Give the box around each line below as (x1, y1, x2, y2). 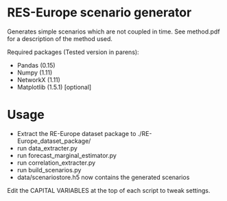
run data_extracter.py (16, 144, 77, 152)
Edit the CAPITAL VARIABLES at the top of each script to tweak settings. (7, 186, 211, 194)
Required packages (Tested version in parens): (7, 48, 139, 56)
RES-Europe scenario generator (7, 5, 192, 21)
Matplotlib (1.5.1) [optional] (16, 83, 92, 91)
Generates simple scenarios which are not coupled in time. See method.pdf (7, 27, 221, 36)
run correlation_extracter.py (16, 159, 96, 167)
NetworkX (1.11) (16, 75, 60, 83)
